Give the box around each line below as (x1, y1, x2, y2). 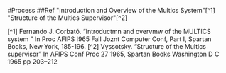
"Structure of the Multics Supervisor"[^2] (7, 13, 128, 22)
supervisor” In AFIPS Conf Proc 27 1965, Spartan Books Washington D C (7, 50, 220, 58)
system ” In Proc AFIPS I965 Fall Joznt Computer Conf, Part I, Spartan (7, 35, 212, 43)
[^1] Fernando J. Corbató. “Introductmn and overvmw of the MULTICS (7, 28, 211, 35)
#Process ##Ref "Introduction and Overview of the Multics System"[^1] (7, 6, 215, 14)
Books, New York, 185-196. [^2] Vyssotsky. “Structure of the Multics (7, 43, 206, 50)
